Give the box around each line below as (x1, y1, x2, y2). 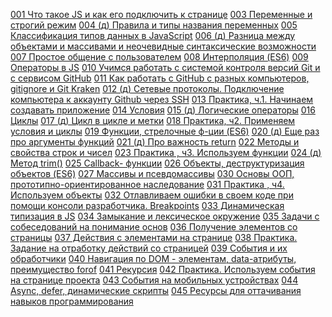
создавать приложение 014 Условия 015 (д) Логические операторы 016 (10, 104, 316, 116)
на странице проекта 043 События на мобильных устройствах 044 (10, 274, 299, 286)
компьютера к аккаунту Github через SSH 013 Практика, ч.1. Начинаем (10, 94, 314, 105)
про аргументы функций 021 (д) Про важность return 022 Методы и (10, 136, 300, 148)
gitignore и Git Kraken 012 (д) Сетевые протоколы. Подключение (10, 83, 285, 94)
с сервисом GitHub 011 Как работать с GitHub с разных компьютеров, (10, 72, 310, 84)
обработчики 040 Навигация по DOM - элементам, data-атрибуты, (10, 253, 297, 264)
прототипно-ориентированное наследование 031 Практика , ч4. (10, 179, 285, 190)
